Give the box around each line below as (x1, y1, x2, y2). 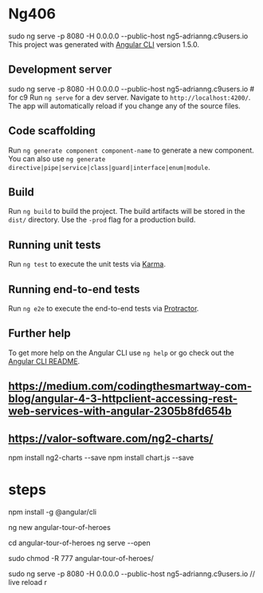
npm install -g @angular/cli (8, 507, 97, 516)
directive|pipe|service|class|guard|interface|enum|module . (8, 162, 210, 172)
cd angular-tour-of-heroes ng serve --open (8, 538, 151, 548)
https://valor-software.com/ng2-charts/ (8, 432, 214, 445)
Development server (8, 63, 112, 77)
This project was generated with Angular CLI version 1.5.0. (8, 39, 199, 49)
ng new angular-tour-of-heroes (8, 522, 112, 532)
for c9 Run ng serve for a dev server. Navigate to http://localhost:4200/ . (8, 93, 251, 102)
